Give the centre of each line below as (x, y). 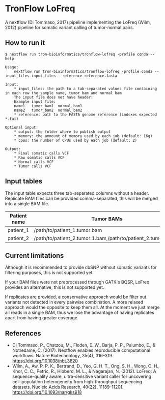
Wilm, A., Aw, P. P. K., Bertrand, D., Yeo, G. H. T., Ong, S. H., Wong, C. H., (86, 366)
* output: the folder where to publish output (62, 132)
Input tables (24, 181)
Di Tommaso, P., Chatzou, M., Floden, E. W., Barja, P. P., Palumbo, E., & (84, 345)
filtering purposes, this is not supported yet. (50, 273)
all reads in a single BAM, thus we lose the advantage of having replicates (80, 312)
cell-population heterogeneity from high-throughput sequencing (77, 382)
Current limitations (34, 256)
